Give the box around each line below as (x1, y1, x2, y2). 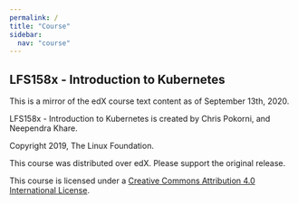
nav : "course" (17, 38, 71, 48)
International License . (9, 185, 91, 196)
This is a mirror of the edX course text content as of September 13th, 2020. (9, 96, 290, 107)
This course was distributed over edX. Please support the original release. (9, 158, 286, 169)
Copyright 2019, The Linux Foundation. (9, 141, 154, 152)
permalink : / (9, 13, 59, 23)
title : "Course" (9, 22, 71, 31)
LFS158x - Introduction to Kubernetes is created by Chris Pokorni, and (9, 114, 271, 125)
